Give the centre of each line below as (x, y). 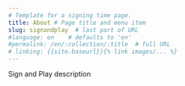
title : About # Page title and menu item (77, 23)
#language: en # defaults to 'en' (70, 37)
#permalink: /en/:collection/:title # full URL (89, 45)
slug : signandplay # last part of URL (74, 30)
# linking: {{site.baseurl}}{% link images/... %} (93, 52)
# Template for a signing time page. (70, 15)
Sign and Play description (50, 74)
